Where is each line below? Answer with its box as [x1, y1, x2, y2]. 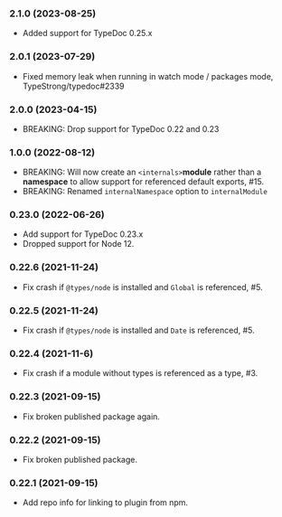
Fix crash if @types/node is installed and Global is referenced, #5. [22, 281, 264, 292]
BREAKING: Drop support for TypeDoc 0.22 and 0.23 [22, 123, 220, 134]
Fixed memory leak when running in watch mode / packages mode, [22, 70, 274, 81]
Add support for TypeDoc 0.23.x [22, 229, 144, 240]
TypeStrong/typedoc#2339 [22, 80, 125, 91]
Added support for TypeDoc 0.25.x [22, 28, 153, 39]
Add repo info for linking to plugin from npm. [22, 497, 188, 508]
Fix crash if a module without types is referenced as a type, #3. [22, 368, 258, 379]
